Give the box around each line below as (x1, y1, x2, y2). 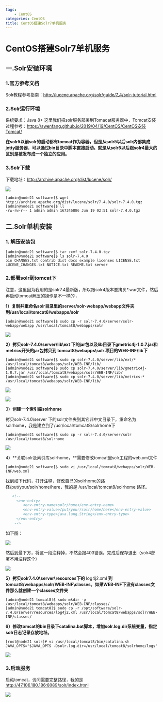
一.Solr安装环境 (5, 64, 52, 72)
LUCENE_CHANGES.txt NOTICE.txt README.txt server (5, 263, 108, 267)
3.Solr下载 (5, 164, 31, 171)
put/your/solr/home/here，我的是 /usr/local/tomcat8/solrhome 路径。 (11, 484, 150, 490)
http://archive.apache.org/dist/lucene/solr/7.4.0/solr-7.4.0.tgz (5, 199, 143, 205)
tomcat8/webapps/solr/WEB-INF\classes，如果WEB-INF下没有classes (5, 581, 151, 587)
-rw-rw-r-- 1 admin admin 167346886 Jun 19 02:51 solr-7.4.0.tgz (5, 208, 140, 213)
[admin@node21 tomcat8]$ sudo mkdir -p (5, 597, 86, 602)
